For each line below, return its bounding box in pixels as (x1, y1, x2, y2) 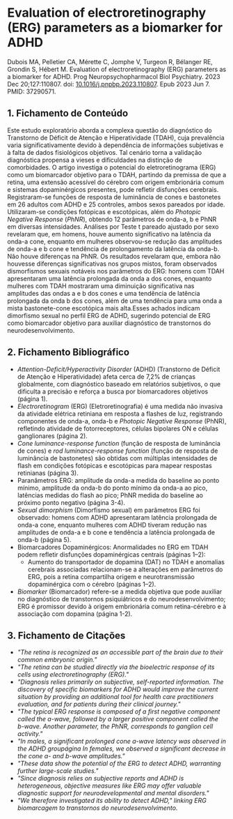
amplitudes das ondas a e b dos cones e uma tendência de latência (7, 289, 200, 297)
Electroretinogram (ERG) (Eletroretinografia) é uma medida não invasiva (17, 402, 223, 410)
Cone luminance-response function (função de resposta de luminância (17, 439, 221, 447)
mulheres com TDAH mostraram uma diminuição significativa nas (7, 281, 195, 290)
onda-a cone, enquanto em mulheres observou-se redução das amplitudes (7, 237, 223, 246)
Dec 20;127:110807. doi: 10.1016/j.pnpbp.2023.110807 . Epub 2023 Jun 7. (7, 80, 211, 88)
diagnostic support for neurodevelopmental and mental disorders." (17, 789, 209, 797)
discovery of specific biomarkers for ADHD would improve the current (17, 685, 218, 693)
